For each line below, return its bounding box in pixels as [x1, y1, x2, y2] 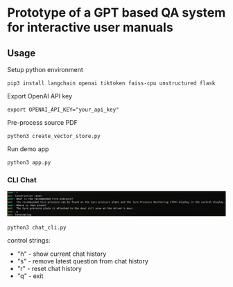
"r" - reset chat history [17, 264, 82, 272]
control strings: [7, 236, 51, 244]
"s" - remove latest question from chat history [17, 256, 149, 265]
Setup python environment [7, 66, 83, 73]
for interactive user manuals [7, 19, 173, 35]
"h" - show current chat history [17, 250, 107, 258]
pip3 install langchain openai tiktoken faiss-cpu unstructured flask [7, 80, 216, 87]
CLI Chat [7, 175, 37, 184]
